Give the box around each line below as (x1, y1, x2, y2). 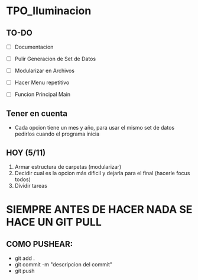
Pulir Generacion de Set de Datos (14, 55, 96, 63)
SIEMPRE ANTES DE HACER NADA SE (6, 203, 193, 217)
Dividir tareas (14, 182, 47, 189)
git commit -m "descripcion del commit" (14, 260, 113, 268)
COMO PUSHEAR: (6, 239, 73, 249)
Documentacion (14, 43, 54, 50)
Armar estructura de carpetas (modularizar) (14, 163, 122, 170)
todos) (14, 176, 31, 183)
